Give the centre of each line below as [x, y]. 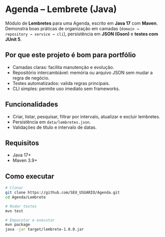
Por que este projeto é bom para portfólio [71, 55]
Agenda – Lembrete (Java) [61, 9]
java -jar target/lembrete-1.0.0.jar [45, 229]
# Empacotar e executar [30, 220]
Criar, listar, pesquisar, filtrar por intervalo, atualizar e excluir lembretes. [86, 116]
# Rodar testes [21, 206]
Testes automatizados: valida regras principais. [61, 83]
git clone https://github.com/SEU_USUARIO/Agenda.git [63, 193]
